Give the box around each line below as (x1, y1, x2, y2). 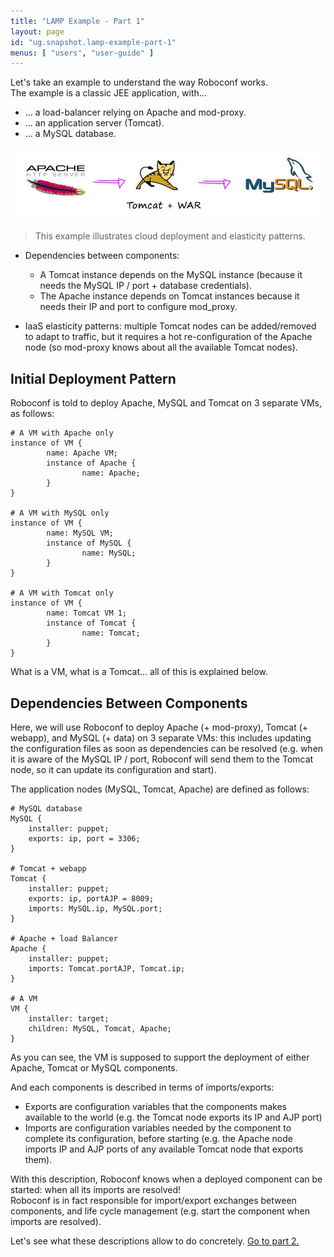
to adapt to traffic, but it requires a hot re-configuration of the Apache (24, 331, 313, 343)
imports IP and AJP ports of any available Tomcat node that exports (24, 1143, 304, 1155)
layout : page (10, 26, 65, 37)
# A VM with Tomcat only (10, 588, 114, 599)
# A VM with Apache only (10, 428, 114, 439)
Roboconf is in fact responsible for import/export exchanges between (10, 1195, 297, 1207)
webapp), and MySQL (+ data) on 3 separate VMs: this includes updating (10, 732, 312, 744)
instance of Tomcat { (46, 618, 137, 629)
